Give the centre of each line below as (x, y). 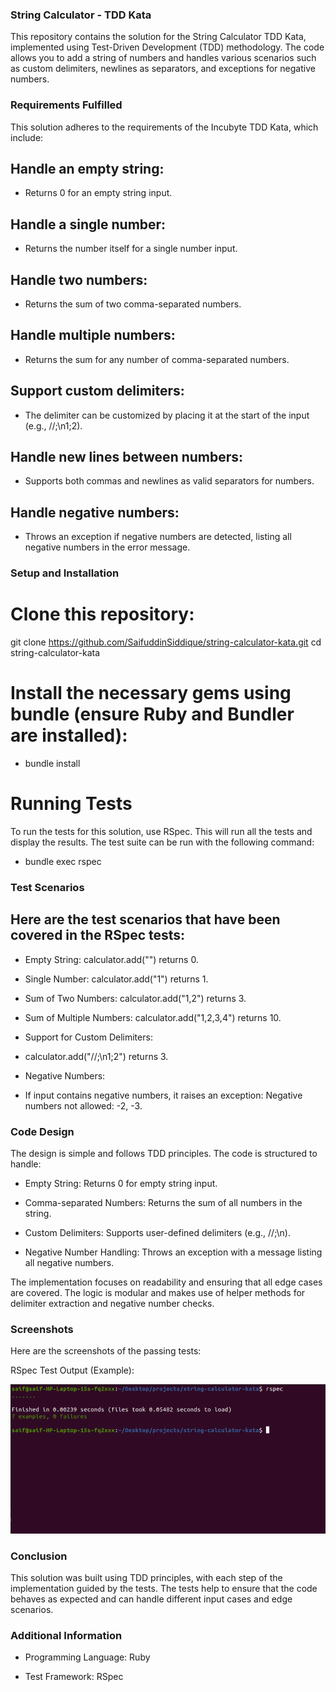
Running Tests (71, 804)
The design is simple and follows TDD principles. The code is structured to (164, 1154)
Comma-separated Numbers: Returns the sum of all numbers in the (163, 1203)
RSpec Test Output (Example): (72, 1370)
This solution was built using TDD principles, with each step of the (146, 1577)
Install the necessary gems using (151, 693)
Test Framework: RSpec (74, 1677)
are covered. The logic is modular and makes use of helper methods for (158, 1293)
